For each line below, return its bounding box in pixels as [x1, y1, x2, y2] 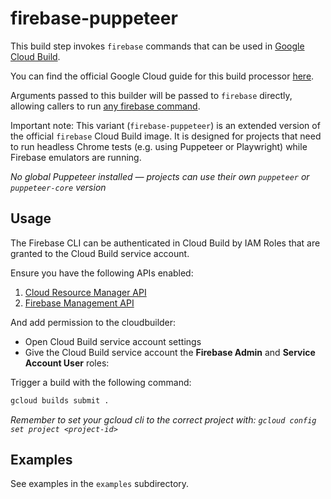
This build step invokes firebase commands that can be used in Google [10, 40, 305, 52]
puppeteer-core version [10, 181, 107, 193]
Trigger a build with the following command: [10, 376, 192, 388]
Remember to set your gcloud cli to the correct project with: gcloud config [10, 413, 317, 426]
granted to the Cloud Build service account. [10, 247, 190, 259]
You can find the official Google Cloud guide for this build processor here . [10, 70, 315, 82]
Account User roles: [24, 357, 110, 369]
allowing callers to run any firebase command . [10, 100, 201, 112]
